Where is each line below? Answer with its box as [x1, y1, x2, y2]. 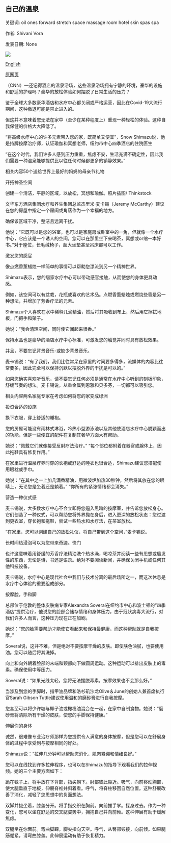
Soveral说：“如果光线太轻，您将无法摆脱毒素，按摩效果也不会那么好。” [5, 677, 152, 683]
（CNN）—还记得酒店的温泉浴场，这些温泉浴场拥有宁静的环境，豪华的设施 [5, 82, 163, 88]
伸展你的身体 [5, 723, 32, 729]
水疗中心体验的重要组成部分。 [5, 580, 68, 586]
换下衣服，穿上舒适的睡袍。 [5, 414, 64, 420]
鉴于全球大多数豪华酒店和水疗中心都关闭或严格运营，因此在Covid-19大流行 [5, 99, 162, 106]
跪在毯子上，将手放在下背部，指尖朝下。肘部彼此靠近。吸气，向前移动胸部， [5, 779, 166, 785]
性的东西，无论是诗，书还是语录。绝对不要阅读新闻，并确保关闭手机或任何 [5, 557, 161, 563]
